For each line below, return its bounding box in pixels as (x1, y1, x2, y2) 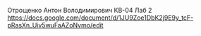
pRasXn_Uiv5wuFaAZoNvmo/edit (7, 21, 104, 29)
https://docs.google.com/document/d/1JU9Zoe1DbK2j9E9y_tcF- (7, 13, 194, 22)
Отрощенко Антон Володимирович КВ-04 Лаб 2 (7, 6, 152, 14)
